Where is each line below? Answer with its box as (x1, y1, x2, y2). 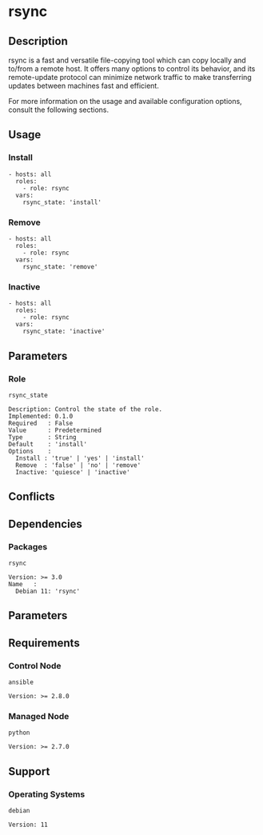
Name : (8, 581, 38, 589)
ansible (8, 678, 34, 686)
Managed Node (8, 711, 70, 722)
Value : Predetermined (8, 426, 102, 434)
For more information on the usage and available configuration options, (8, 97, 242, 106)
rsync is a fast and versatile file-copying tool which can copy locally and (8, 55, 246, 65)
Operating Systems (8, 789, 86, 800)
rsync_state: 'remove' (22, 262, 98, 270)
